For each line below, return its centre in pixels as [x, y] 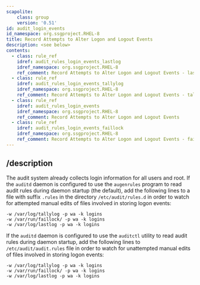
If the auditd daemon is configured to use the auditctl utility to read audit [97, 236]
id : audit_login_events [36, 28]
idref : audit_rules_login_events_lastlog [69, 61]
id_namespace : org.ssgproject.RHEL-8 [53, 34]
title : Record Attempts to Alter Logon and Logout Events [79, 39]
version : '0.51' [37, 23]
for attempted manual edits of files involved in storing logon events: [89, 203]
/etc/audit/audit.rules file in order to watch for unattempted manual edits [98, 248]
